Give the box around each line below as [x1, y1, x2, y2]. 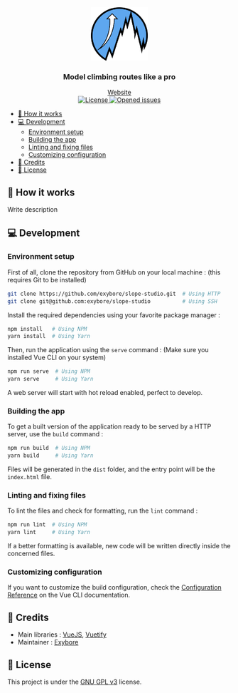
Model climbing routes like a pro [63, 71, 176, 81]
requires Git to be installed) [7, 275, 87, 284]
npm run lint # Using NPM [7, 521, 87, 528]
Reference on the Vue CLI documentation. [7, 591, 131, 600]
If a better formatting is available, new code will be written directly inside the [7, 542, 231, 550]
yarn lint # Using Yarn [7, 529, 91, 536]
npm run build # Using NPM [7, 445, 91, 452]
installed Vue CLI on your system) [7, 353, 107, 362]
